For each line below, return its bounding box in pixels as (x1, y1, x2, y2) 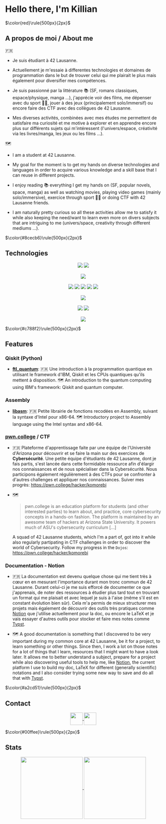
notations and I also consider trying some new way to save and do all (12, 670, 154, 676)
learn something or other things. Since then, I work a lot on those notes (12, 643, 158, 649)
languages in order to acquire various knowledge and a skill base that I (12, 167, 157, 173)
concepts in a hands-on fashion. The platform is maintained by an (24, 513, 160, 519)
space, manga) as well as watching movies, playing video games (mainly (12, 189, 161, 195)
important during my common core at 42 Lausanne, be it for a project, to (12, 638, 161, 644)
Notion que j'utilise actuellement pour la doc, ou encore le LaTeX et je (12, 611, 155, 617)
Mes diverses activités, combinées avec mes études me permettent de (12, 115, 157, 121)
